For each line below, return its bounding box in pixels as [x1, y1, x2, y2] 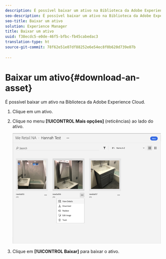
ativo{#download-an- [49, 72, 140, 83]
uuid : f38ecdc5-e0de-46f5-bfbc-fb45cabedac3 [5, 34, 98, 39]
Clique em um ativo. [12, 108, 53, 114]
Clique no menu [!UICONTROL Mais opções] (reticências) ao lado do [12, 118, 154, 124]
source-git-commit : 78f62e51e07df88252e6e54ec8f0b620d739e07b [5, 45, 136, 50]
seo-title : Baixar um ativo [5, 18, 63, 23]
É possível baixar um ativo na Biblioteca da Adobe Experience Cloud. [5, 99, 146, 105]
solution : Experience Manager [5, 24, 68, 29]
